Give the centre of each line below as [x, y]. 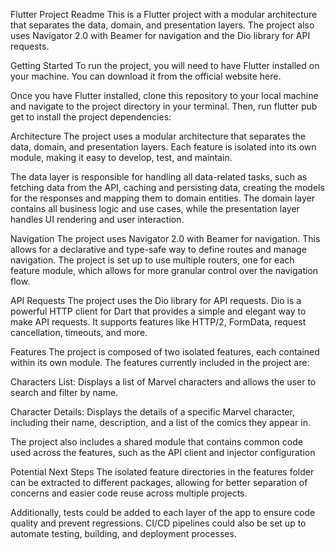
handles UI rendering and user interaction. [97, 219]
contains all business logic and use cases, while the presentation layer [155, 208]
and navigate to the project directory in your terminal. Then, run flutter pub [164, 106]
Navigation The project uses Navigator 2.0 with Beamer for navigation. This [165, 238]
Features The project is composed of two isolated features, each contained [165, 352]
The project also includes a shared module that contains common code [156, 442]
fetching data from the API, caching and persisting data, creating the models [167, 187]
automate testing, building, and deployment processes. [123, 533]
